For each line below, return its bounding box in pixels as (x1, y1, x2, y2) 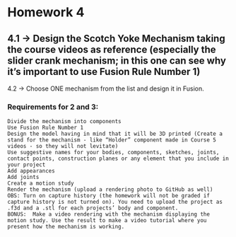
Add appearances (7, 168, 55, 175)
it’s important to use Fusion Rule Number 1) (7, 65, 201, 78)
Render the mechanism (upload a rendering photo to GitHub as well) (7, 186, 213, 193)
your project (7, 161, 46, 168)
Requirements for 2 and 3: (7, 102, 99, 112)
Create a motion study (7, 180, 74, 187)
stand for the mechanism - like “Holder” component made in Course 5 (7, 137, 217, 144)
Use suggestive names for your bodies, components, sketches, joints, (7, 149, 220, 156)
